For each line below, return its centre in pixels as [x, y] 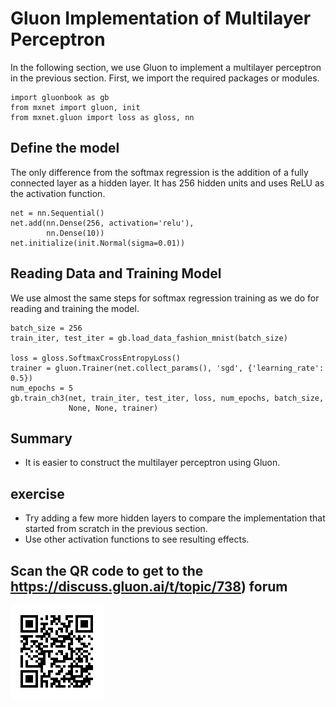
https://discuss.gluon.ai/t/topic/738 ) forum [149, 586]
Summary [41, 438]
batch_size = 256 [46, 328]
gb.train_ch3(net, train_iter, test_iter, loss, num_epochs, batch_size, [167, 398]
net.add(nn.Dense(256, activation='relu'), [102, 223]
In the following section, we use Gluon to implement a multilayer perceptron [166, 67]
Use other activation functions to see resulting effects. [137, 539]
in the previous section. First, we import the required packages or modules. [165, 78]
